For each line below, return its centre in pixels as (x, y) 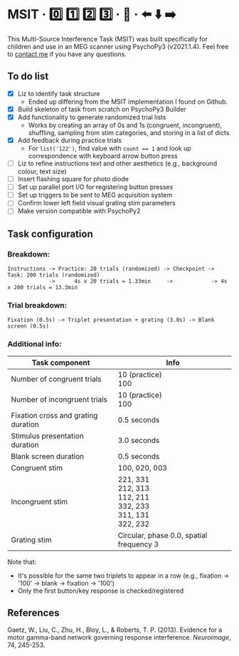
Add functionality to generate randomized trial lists (92, 117)
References (33, 613)
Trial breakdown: (37, 305)
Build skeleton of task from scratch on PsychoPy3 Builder (102, 109)
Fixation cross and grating (54, 415)
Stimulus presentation (47, 436)
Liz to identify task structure (59, 93)
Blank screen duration (48, 456)
